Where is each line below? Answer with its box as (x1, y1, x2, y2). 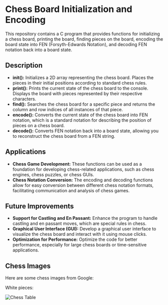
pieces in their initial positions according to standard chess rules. (12, 80, 147, 86)
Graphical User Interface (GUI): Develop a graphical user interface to (12, 226, 156, 232)
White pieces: (5, 284, 34, 291)
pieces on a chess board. (12, 122, 65, 128)
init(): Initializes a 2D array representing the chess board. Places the (12, 74, 154, 81)
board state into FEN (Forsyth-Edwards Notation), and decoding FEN (5, 41, 147, 47)
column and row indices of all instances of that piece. (12, 106, 123, 112)
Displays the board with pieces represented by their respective (12, 90, 142, 96)
